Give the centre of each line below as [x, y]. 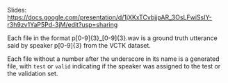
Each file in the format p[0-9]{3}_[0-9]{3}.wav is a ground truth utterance [112, 38]
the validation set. [33, 73]
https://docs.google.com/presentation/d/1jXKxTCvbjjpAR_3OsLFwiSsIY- [109, 17]
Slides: [17, 10]
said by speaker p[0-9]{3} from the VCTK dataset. [79, 45]
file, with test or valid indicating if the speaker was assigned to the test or [114, 66]
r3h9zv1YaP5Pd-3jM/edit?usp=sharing [63, 25]
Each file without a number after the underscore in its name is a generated [114, 59]
